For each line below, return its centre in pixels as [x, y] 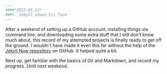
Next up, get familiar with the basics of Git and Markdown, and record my [82, 60]
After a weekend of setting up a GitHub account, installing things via [77, 29]
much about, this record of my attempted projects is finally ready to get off [83, 40]
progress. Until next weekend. [37, 66]
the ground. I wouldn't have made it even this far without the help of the [80, 45]
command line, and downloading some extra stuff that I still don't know [80, 34]
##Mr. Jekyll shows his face [36, 15]
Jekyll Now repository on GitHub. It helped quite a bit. [62, 51]
